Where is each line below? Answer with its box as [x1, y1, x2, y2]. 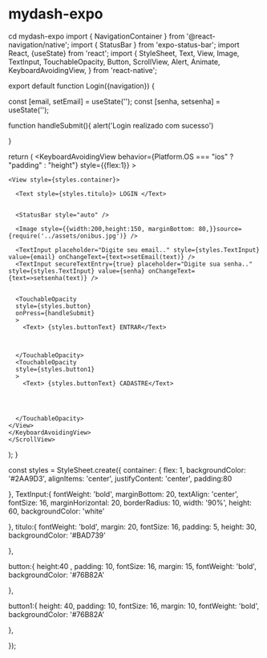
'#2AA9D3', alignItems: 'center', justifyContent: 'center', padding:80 [8, 473, 233, 483]
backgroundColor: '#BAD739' [8, 530, 106, 540]
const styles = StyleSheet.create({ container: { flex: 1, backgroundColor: [8, 465, 246, 474]
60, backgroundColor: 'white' [8, 506, 105, 516]
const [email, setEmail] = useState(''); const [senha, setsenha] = [8, 96, 220, 106]
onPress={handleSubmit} [15, 309, 95, 317]
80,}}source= [198, 225, 242, 233]
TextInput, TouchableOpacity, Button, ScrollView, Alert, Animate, [8, 57, 220, 67]
